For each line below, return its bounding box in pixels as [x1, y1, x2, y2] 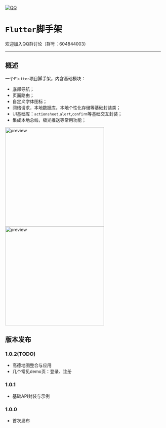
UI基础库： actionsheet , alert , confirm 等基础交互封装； [12, 110, 123, 116]
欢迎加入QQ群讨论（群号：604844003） [5, 41, 89, 47]
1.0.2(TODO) [5, 351, 36, 358]
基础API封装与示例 [12, 393, 50, 399]
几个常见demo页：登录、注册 [12, 369, 72, 374]
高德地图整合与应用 [12, 362, 52, 369]
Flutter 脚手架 [5, 24, 63, 35]
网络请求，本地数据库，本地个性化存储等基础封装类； [12, 105, 121, 110]
